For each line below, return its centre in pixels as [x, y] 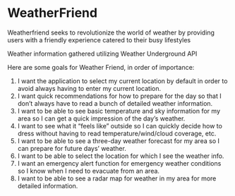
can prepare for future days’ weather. [72, 148]
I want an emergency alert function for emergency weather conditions [119, 163]
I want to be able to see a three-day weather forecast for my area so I [119, 141]
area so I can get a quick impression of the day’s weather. [101, 118]
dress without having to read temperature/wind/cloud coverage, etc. [117, 133]
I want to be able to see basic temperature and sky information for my [119, 111]
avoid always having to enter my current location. [89, 88]
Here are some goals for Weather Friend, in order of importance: [101, 67]
